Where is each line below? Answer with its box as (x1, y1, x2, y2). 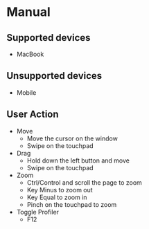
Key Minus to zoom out (26, 185, 93, 194)
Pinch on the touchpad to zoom (26, 200, 117, 208)
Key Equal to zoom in (26, 193, 87, 201)
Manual (6, 4, 51, 20)
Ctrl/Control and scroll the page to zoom (26, 178, 143, 187)
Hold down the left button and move (26, 156, 130, 165)
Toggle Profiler (16, 208, 60, 216)
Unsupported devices (6, 70, 103, 82)
